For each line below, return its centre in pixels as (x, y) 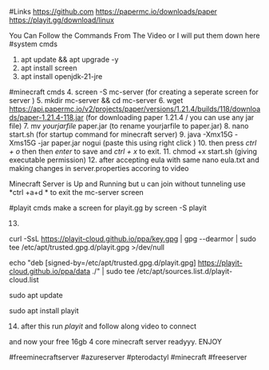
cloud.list (24, 280)
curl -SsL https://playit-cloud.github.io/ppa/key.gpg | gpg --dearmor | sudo (133, 239)
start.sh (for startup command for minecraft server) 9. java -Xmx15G (121, 134)
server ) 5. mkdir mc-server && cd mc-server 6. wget (96, 100)
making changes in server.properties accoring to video (99, 168)
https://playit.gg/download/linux (62, 20)
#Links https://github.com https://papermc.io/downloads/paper (113, 12)
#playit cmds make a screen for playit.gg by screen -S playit (108, 208)
